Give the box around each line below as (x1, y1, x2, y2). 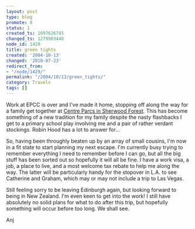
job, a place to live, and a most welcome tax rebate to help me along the (6, 162, 180, 169)
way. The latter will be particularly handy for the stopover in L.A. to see (6, 169, 177, 176)
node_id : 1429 (6, 42, 41, 48)
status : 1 (6, 25, 30, 31)
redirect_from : (6, 63, 43, 69)
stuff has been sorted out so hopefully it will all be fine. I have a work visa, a (6, 156, 189, 163)
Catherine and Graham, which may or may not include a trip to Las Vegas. (6, 174, 184, 182)
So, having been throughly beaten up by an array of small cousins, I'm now (6, 137, 187, 144)
